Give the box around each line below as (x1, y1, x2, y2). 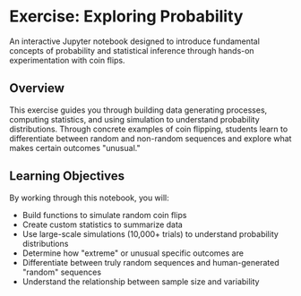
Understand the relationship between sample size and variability (21, 275, 260, 287)
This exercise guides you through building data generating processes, (9, 105, 268, 115)
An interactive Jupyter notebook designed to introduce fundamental (9, 36, 260, 47)
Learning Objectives (9, 168, 125, 184)
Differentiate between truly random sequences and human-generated (21, 257, 279, 267)
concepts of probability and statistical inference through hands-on (9, 45, 254, 55)
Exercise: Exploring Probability (9, 6, 244, 27)
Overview (9, 80, 65, 96)
